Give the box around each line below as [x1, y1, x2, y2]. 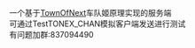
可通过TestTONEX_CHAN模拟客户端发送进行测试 [9, 18, 186, 29]
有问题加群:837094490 [9, 30, 95, 39]
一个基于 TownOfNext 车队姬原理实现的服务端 [9, 8, 172, 17]
